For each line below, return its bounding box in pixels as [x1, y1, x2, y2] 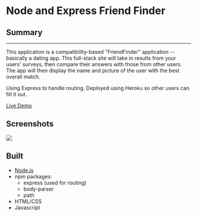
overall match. [6, 73, 40, 80]
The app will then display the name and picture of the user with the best [6, 67, 180, 74]
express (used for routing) [23, 179, 87, 186]
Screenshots [6, 119, 54, 129]
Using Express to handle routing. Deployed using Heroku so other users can [6, 85, 189, 91]
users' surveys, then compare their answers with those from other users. [6, 61, 182, 68]
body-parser [23, 185, 54, 192]
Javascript [14, 204, 40, 211]
